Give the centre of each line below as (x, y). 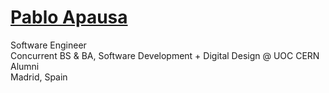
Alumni (25, 66)
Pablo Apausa (69, 17)
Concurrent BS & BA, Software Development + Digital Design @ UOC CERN (165, 55)
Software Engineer (48, 45)
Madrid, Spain (39, 77)
